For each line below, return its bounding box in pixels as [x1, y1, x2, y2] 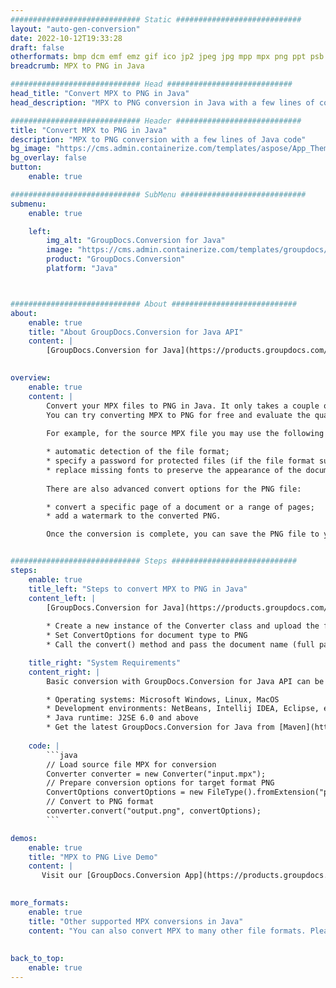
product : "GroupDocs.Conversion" [46, 254, 186, 265]
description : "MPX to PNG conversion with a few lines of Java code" [10, 134, 307, 145]
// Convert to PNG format [46, 797, 155, 807]
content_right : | [28, 667, 101, 677]
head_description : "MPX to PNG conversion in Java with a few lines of [10, 97, 315, 108]
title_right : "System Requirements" [28, 657, 182, 668]
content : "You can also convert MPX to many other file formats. [28, 926, 307, 936]
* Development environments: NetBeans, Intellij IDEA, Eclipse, [46, 704, 320, 714]
